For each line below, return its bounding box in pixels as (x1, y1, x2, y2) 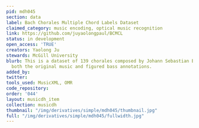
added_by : (6, 69, 31, 75)
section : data (6, 14, 41, 20)
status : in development (6, 36, 65, 42)
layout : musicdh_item (6, 96, 60, 102)
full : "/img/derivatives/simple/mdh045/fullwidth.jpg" (6, 113, 145, 119)
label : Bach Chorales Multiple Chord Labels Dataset (6, 19, 139, 25)
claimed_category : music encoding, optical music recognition (6, 25, 163, 31)
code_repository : (6, 86, 49, 91)
